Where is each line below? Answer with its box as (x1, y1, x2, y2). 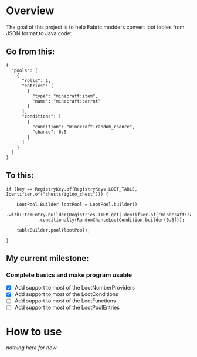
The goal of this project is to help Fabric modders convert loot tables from (6, 23, 185, 30)
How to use (6, 325, 62, 338)
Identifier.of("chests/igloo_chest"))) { (6, 191, 109, 197)
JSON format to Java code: (6, 29, 72, 36)
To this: (6, 171, 34, 181)
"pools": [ (11, 67, 38, 73)
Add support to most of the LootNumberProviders (14, 284, 135, 291)
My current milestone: (6, 253, 89, 263)
